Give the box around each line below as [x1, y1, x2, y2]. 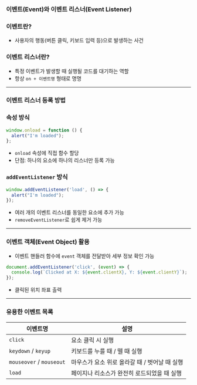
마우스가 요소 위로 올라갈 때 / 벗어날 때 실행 [71, 358, 184, 366]
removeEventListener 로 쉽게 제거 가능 [14, 216, 103, 224]
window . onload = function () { [6, 127, 83, 133]
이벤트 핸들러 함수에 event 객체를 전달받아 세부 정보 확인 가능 [14, 252, 155, 259]
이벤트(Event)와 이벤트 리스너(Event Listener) [6, 5, 132, 13]
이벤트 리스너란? [6, 53, 50, 61]
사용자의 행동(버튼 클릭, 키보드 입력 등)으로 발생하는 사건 [14, 37, 144, 44]
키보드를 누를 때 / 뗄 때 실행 [71, 347, 142, 355]
